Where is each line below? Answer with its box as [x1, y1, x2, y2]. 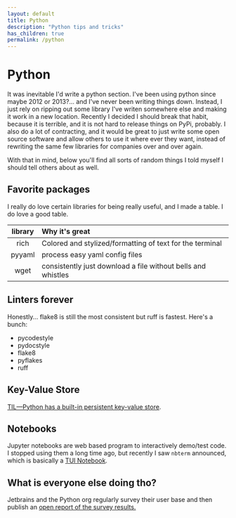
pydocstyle [17, 341, 51, 349]
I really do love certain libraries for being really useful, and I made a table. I [7, 202, 223, 211]
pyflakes [17, 356, 43, 364]
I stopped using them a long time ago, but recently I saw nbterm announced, [7, 449, 227, 458]
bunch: [7, 320, 28, 328]
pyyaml [11, 250, 35, 259]
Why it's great [41, 226, 91, 236]
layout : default [7, 10, 55, 18]
